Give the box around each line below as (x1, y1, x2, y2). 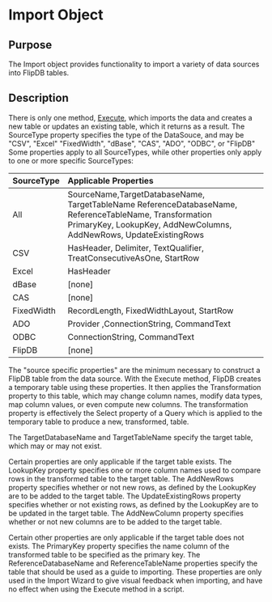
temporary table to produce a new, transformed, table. (8, 417, 189, 426)
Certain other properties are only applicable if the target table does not (8, 532, 244, 542)
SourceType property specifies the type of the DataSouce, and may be (8, 129, 244, 139)
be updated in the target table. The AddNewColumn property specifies (8, 508, 244, 518)
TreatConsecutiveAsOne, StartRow (67, 252, 200, 264)
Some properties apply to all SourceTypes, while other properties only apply (8, 147, 262, 157)
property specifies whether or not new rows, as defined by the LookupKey (8, 482, 257, 492)
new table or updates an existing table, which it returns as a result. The (8, 121, 245, 131)
